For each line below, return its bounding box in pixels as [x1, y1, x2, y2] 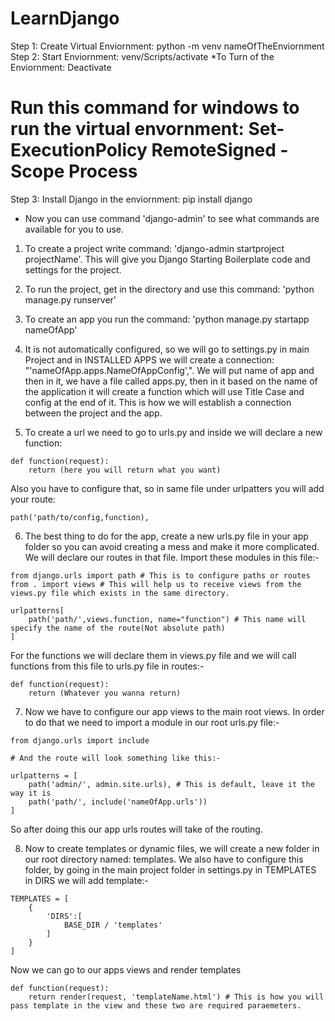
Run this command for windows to [10, 97, 300, 119]
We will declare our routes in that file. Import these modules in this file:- [24, 551, 320, 563]
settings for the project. [24, 263, 122, 276]
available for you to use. [24, 223, 125, 235]
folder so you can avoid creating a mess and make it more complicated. [24, 540, 320, 552]
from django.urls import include [10, 735, 150, 746]
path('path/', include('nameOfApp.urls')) [28, 797, 208, 807]
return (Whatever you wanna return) [28, 688, 182, 698]
